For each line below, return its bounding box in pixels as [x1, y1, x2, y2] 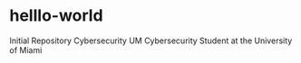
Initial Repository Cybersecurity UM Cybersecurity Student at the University [9, 35, 293, 46]
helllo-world [9, 5, 103, 26]
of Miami [9, 44, 43, 55]
